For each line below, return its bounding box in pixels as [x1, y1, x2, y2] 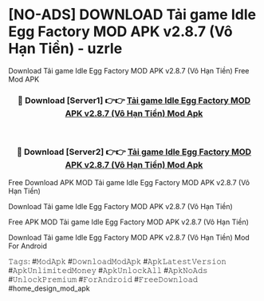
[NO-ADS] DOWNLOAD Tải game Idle [8, 6, 257, 24]
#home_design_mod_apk [8, 283, 90, 293]
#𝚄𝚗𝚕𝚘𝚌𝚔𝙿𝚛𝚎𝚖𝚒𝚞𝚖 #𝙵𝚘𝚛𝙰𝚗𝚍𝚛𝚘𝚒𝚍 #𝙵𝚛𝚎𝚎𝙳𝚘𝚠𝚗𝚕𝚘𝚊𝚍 [8, 274, 198, 284]
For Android [8, 241, 48, 251]
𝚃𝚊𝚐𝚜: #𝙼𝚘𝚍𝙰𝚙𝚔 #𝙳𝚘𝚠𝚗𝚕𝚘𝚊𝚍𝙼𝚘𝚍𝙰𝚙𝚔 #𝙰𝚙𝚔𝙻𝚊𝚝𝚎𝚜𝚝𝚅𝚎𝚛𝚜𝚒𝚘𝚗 [8, 256, 227, 266]
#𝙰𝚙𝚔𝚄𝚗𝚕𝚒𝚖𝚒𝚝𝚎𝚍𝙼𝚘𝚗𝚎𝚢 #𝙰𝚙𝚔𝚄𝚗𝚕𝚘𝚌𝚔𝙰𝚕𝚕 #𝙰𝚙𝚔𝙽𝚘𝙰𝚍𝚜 [8, 265, 208, 275]
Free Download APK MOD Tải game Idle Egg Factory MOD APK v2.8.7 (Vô [8, 177, 250, 187]
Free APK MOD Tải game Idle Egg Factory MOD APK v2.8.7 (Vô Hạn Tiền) [8, 217, 250, 227]
